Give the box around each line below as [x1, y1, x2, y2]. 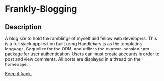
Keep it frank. [5, 71, 32, 76]
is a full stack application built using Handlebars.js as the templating [5, 41, 142, 47]
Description [5, 23, 42, 31]
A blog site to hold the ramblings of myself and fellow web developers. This [5, 35, 157, 41]
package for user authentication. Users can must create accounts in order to [5, 51, 160, 57]
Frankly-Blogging [5, 3, 77, 15]
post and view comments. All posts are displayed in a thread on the [5, 56, 141, 62]
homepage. [5, 62, 28, 67]
